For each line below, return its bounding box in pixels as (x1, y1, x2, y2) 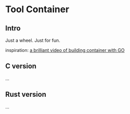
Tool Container (5, 4, 70, 15)
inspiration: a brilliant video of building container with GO (5, 47, 125, 53)
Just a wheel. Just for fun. (5, 37, 60, 43)
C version (5, 62, 37, 71)
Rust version (5, 90, 46, 99)
